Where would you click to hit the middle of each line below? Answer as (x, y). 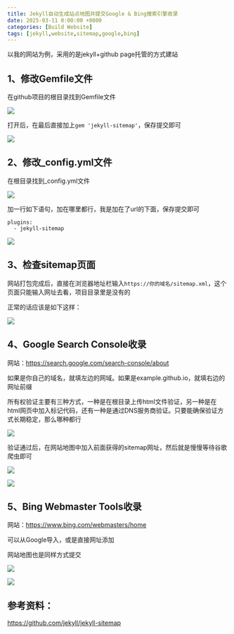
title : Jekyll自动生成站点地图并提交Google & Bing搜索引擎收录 (93, 14)
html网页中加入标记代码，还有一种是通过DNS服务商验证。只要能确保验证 (112, 410)
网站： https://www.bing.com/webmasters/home (77, 525)
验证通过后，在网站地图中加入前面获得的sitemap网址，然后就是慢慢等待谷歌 (117, 447)
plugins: (20, 222)
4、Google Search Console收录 (77, 344)
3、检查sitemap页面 (52, 265)
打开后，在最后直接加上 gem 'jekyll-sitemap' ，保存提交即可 (94, 125)
